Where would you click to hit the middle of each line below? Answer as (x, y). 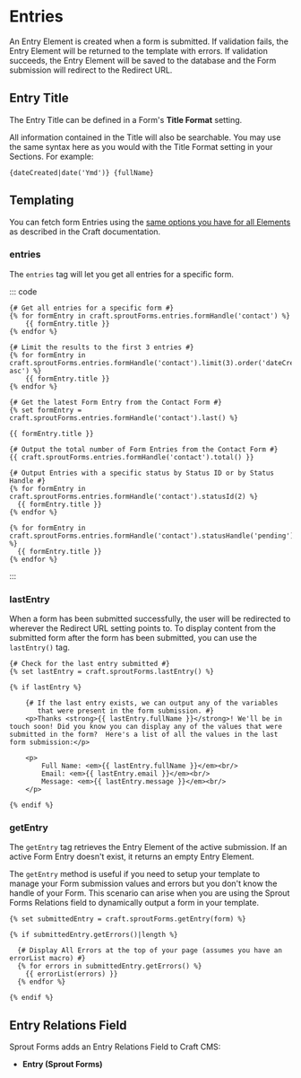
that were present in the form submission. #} (126, 711)
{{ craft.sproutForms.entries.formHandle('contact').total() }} (132, 457)
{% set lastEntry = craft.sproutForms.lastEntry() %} (112, 672)
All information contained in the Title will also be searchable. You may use (145, 137)
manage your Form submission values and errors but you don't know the (143, 884)
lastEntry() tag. (39, 647)
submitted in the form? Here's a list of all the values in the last (144, 735)
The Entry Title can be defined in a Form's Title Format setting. (126, 119)
